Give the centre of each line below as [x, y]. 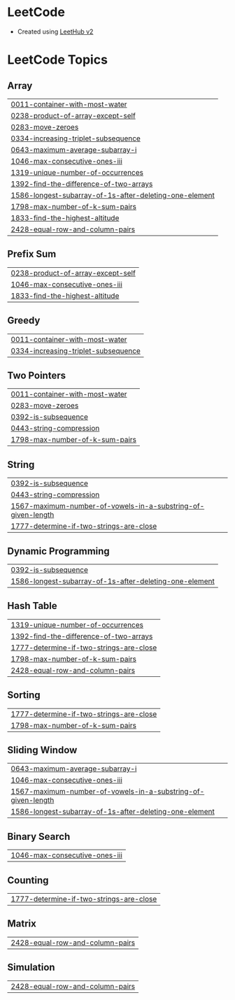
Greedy [24, 321]
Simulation [31, 967]
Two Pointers [37, 375]
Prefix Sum [32, 254]
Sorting [24, 695]
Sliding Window [42, 750]
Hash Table [32, 606]
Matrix [22, 924]
